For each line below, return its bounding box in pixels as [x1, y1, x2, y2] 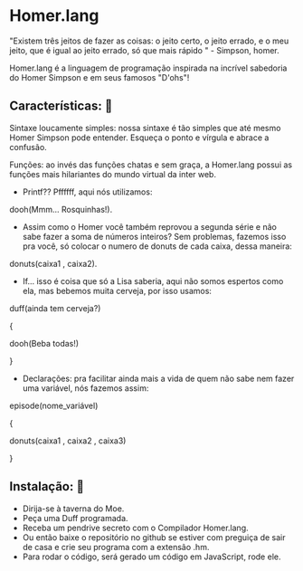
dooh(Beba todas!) [9, 338, 80, 348]
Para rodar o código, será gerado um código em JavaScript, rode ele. [22, 551, 281, 562]
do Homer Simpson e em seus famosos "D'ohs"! [9, 71, 190, 82]
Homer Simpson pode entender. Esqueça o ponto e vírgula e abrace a [9, 132, 270, 143]
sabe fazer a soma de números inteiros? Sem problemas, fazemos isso [22, 231, 287, 242]
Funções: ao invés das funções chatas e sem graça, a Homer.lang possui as [9, 159, 292, 170]
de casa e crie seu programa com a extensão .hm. [22, 541, 210, 552]
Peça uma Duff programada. [22, 512, 128, 523]
